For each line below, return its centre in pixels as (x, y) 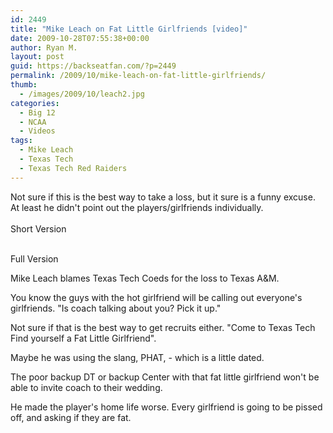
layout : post (37, 57)
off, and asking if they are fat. (71, 417)
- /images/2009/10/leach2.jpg (82, 94)
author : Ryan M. (44, 47)
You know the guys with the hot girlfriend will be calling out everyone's (156, 297)
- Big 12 (37, 112)
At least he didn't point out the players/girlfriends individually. (137, 207)
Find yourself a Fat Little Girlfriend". (83, 338)
